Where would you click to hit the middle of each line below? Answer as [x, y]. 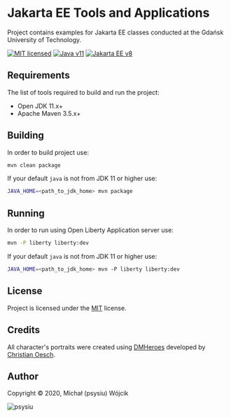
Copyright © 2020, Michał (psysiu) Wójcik [68, 393]
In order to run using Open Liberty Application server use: [90, 230]
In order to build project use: [48, 152]
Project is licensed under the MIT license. [67, 308]
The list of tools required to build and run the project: [83, 92]
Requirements [38, 75]
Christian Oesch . [31, 354]
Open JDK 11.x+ [40, 106]
